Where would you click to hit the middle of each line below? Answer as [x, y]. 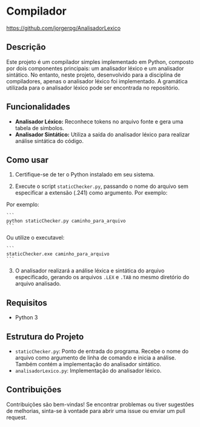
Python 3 [26, 318]
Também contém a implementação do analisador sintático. [88, 364]
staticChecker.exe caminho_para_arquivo [58, 254]
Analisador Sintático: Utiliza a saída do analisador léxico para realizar [102, 134]
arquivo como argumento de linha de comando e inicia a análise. [95, 358]
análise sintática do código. [49, 141]
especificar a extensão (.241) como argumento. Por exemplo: [91, 193]
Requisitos [27, 303]
